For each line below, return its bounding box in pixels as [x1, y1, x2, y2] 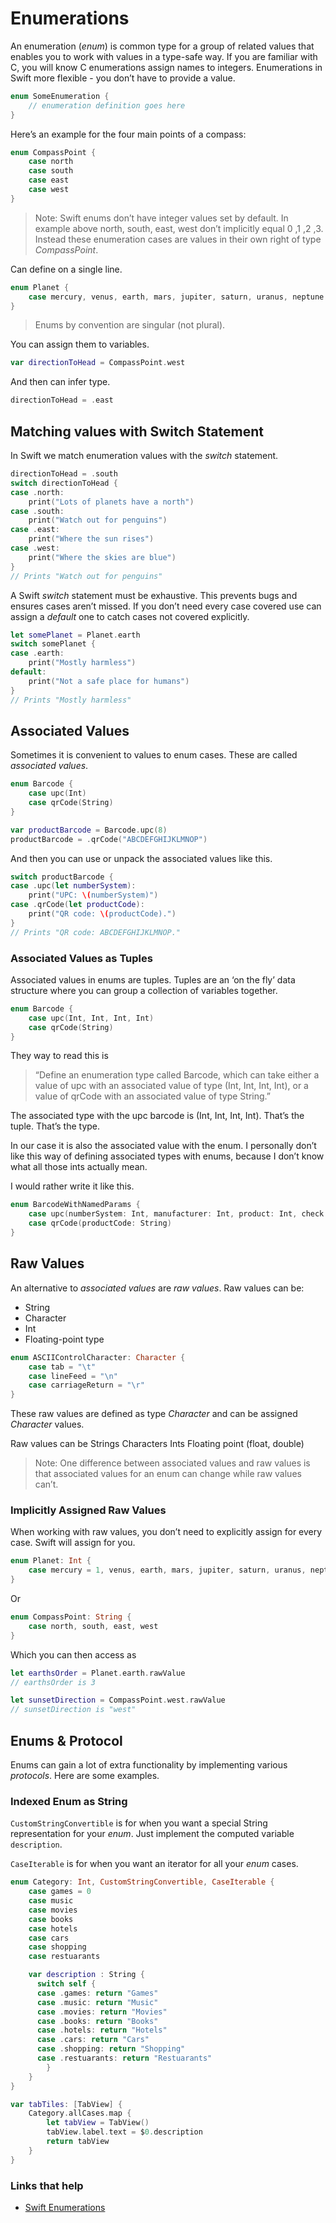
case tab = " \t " [28, 1362, 97, 1372]
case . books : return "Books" [36, 2016, 159, 2026]
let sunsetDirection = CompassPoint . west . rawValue [10, 1695, 226, 1706]
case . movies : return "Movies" [36, 2007, 168, 2017]
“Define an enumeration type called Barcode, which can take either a [34, 1069, 320, 1081]
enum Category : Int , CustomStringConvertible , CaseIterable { [10, 1877, 275, 1887]
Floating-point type [24, 1333, 105, 1345]
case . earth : [10, 648, 65, 659]
